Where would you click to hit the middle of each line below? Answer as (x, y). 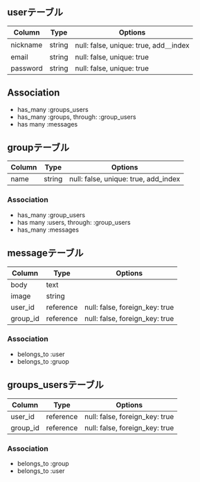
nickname (27, 45)
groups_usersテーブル (55, 385)
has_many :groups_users (53, 109)
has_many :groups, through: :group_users (76, 117)
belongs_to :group (43, 463)
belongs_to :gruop (43, 361)
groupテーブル (38, 148)
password (27, 68)
